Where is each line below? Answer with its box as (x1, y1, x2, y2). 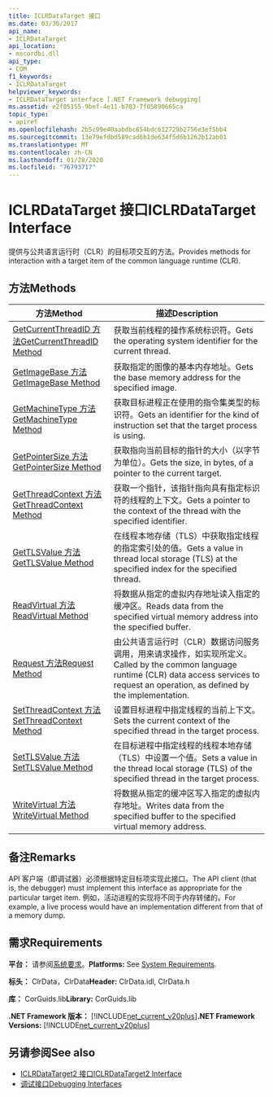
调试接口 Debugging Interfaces (19, 1079, 122, 1089)
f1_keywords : (8, 72, 53, 81)
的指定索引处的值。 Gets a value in (113, 542, 244, 554)
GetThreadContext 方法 (12, 488, 102, 499)
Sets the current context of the (113, 714, 231, 726)
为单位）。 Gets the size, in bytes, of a (113, 457, 253, 468)
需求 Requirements (8, 936, 103, 950)
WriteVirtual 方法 (12, 799, 76, 810)
